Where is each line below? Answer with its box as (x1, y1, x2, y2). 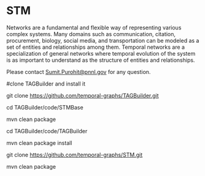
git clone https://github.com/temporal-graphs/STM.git (6, 151, 143, 158)
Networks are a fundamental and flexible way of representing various (6, 24, 182, 31)
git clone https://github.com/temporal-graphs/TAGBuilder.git (6, 92, 159, 99)
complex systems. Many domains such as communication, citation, (6, 30, 176, 37)
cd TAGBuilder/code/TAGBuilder (6, 127, 88, 134)
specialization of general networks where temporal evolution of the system (6, 50, 196, 57)
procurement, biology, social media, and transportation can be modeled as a (6, 37, 199, 44)
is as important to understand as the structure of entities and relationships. (6, 56, 195, 64)
